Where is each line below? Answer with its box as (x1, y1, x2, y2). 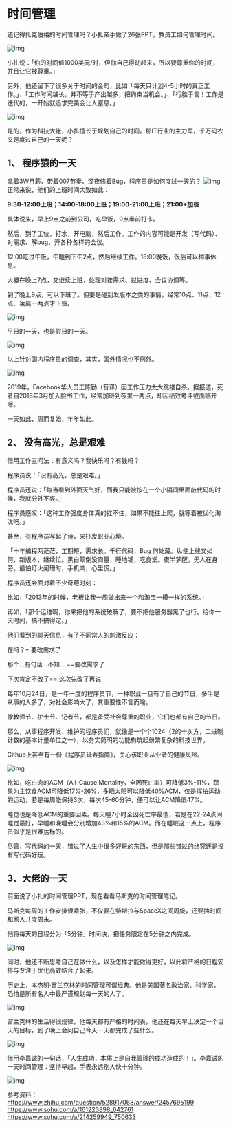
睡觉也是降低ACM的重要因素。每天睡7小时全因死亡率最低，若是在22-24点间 (7, 810, 223, 818)
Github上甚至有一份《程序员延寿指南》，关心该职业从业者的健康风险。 (7, 750, 204, 759)
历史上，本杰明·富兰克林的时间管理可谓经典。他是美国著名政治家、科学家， (7, 981, 220, 989)
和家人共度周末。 (7, 915, 56, 924)
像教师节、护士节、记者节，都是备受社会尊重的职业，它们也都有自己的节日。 (7, 713, 224, 721)
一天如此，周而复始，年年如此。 (7, 414, 98, 423)
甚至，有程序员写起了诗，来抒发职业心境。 (7, 532, 128, 540)
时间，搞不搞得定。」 (12, 616, 71, 625)
